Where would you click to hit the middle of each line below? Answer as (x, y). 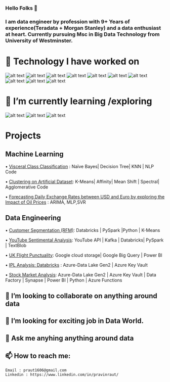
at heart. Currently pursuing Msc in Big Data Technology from (83, 34)
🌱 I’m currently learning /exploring (79, 101)
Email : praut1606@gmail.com (36, 370)
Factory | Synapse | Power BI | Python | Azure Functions (64, 280)
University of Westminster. (39, 40)
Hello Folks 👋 (22, 8)
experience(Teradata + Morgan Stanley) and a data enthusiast (83, 28)
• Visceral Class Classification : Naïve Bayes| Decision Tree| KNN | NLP (80, 166)
